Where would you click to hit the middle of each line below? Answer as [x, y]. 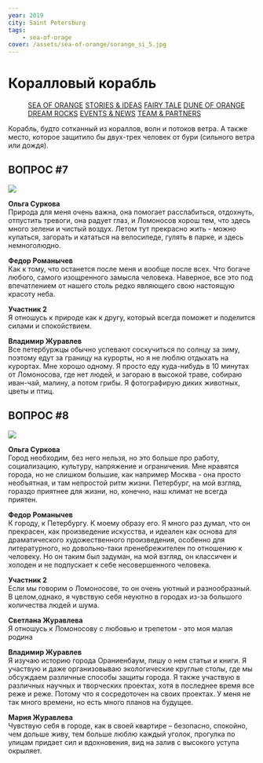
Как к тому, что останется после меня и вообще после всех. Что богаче [129, 268]
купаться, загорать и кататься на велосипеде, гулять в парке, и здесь [126, 237]
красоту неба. [32, 294]
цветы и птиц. [31, 391]
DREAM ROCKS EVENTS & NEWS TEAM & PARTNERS [115, 114]
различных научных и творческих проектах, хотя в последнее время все [131, 685]
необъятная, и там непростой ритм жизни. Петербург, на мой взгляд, [125, 483]
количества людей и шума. [54, 604]
